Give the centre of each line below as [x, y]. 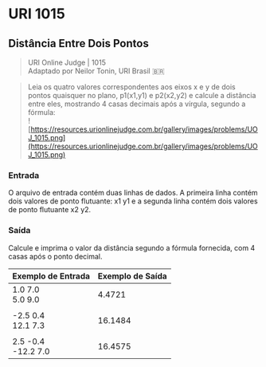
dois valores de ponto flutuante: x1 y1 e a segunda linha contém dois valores [133, 201]
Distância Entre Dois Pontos [78, 43]
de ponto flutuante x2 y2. [50, 210]
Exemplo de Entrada [51, 276]
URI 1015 [37, 14]
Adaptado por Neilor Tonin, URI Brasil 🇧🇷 [96, 71]
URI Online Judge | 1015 [66, 62]
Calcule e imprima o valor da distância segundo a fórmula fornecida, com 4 [132, 247]
